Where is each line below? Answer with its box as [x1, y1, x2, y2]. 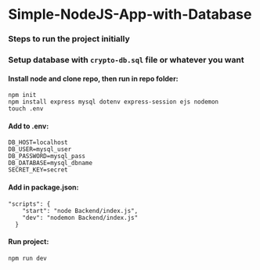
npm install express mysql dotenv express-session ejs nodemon [8, 98, 219, 106]
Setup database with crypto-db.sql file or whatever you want [8, 55, 244, 66]
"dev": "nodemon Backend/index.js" [22, 214, 139, 221]
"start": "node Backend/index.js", [22, 207, 139, 214]
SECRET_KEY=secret [8, 166, 68, 174]
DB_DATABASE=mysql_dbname [8, 159, 92, 167]
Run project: [8, 237, 49, 247]
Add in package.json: [8, 182, 79, 193]
